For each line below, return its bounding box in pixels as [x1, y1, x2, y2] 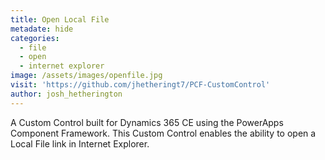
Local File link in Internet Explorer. [10, 137, 150, 150]
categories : [10, 33, 60, 43]
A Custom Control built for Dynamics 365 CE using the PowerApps [10, 116, 284, 128]
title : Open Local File [10, 14, 110, 25]
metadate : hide [10, 24, 74, 34]
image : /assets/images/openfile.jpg [10, 71, 163, 81]
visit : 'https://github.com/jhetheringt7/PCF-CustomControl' [10, 80, 271, 90]
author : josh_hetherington [10, 89, 123, 99]
